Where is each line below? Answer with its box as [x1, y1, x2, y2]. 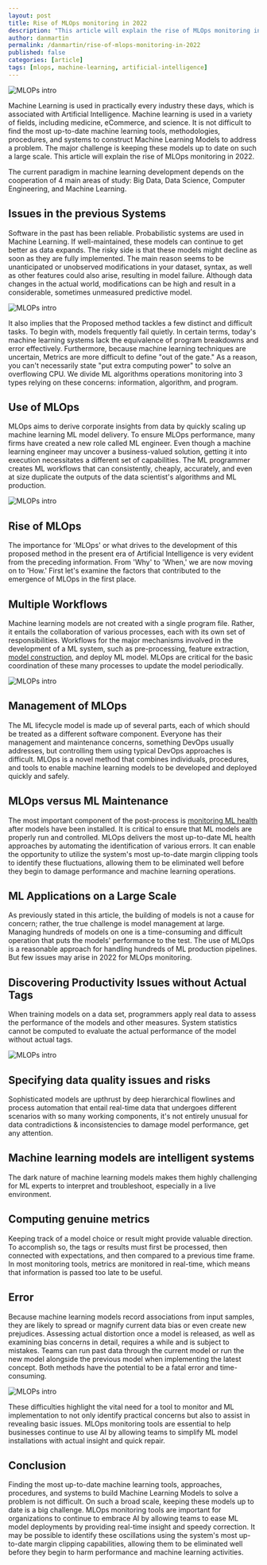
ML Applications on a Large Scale [8, 890, 177, 903]
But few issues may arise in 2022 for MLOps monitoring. [8, 953, 192, 962]
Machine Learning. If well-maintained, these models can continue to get [8, 237, 244, 246]
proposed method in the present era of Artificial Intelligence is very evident [8, 549, 254, 558]
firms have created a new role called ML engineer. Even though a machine [8, 439, 251, 448]
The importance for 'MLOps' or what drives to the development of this [8, 541, 238, 550]
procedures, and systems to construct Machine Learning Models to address [8, 135, 257, 144]
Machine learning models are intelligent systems [8, 1152, 255, 1165]
